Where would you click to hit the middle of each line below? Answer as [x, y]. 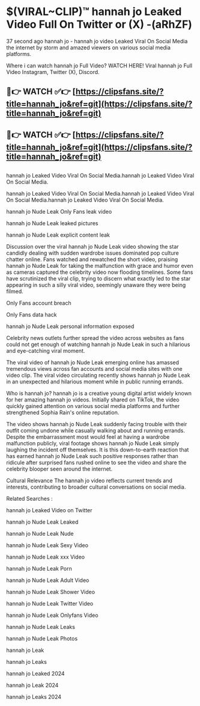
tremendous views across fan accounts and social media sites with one [94, 369]
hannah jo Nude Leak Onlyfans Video [52, 615]
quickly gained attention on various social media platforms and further [93, 406]
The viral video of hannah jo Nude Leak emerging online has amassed [92, 362]
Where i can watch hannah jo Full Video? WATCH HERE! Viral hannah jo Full [99, 66]
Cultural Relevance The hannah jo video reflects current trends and [89, 481]
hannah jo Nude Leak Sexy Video [47, 545]
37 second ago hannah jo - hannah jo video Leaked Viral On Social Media [97, 41]
